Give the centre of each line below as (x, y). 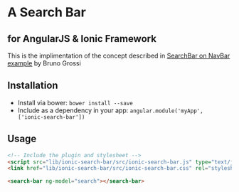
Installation (33, 86)
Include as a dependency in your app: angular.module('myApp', (111, 110)
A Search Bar (47, 12)
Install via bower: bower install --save (75, 102)
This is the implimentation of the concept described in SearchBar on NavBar (119, 55)
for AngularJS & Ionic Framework (82, 39)
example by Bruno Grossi (44, 63)
